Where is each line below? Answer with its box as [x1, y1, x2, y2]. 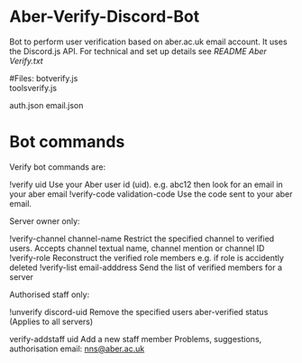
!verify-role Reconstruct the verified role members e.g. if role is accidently [9, 252, 284, 263]
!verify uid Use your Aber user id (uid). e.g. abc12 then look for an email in [9, 179, 284, 190]
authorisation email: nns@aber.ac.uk [9, 343, 145, 354]
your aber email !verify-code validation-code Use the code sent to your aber [9, 188, 293, 200]
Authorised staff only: [9, 289, 90, 300]
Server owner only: [9, 215, 80, 227]
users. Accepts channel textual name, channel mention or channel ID [9, 242, 265, 254]
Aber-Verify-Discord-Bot [9, 6, 200, 27]
